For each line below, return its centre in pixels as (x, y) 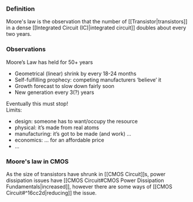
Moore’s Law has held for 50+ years (50, 62)
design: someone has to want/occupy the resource (76, 121)
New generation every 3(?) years (54, 92)
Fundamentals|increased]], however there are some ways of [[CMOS (89, 186)
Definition (21, 9)
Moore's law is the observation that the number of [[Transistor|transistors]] (97, 22)
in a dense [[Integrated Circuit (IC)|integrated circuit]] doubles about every (96, 28)
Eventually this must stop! (37, 103)
